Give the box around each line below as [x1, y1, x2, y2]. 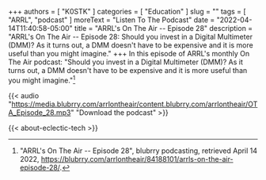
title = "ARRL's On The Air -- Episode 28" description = [74, 24, 253, 33]
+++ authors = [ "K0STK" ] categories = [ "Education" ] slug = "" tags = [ [8, 7, 247, 16]
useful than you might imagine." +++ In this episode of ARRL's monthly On [8, 49, 250, 58]
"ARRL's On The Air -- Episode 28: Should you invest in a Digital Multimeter [8, 32, 253, 41]
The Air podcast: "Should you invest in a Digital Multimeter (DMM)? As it [8, 57, 244, 67]
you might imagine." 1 [8, 75, 76, 85]
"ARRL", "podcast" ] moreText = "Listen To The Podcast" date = [8, 15, 215, 25]
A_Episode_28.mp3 [8, 107, 71, 117]
